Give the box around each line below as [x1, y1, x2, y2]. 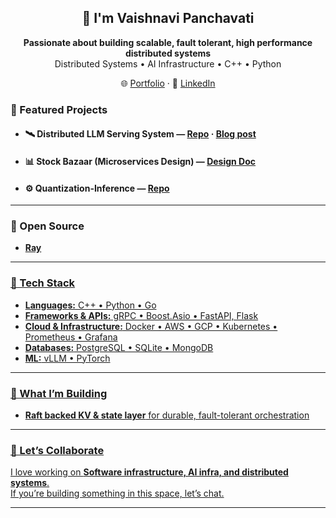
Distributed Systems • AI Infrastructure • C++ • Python [54, 57, 282, 70]
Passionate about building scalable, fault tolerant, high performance [23, 36, 313, 48]
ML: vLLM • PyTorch [24, 352, 111, 364]
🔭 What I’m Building [10, 386, 108, 400]
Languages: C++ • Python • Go [24, 299, 157, 311]
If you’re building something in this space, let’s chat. [10, 487, 225, 500]
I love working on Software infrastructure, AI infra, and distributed [10, 466, 289, 478]
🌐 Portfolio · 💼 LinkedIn [120, 77, 216, 89]
